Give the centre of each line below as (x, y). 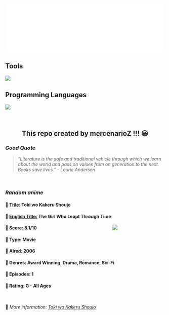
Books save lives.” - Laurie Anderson (56, 170)
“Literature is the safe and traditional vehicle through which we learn (89, 159)
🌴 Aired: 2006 (20, 251)
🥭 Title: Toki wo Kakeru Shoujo (38, 205)
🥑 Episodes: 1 (19, 274)
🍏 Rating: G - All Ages (28, 286)
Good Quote (20, 148)
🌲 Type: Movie (21, 240)
